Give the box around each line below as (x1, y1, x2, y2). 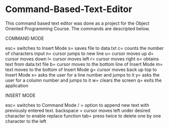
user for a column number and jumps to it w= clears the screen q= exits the (5, 77, 162, 83)
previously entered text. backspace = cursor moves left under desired (5, 107, 150, 113)
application (5, 82, 29, 89)
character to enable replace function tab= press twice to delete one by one (5, 112, 161, 119)
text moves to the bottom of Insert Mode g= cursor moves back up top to (5, 67, 157, 73)
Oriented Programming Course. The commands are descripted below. (5, 25, 150, 31)
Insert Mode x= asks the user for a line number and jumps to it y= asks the (5, 72, 160, 78)
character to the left (5, 118, 46, 124)
